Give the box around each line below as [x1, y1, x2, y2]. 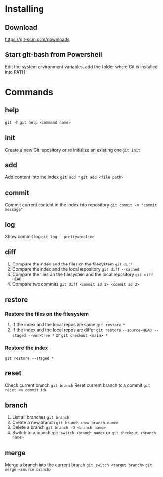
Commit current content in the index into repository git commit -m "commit [5, 202, 157, 208]
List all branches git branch [12, 414, 69, 420]
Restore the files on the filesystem [5, 311, 89, 318]
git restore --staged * [5, 356, 54, 361]
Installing [5, 3, 44, 15]
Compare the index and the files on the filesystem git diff [12, 261, 133, 267]
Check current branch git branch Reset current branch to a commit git [5, 382, 151, 388]
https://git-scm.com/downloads [5, 36, 70, 42]
